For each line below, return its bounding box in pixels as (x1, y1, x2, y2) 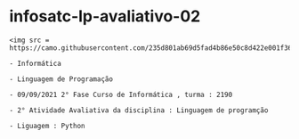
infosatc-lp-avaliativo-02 (9, 6, 201, 27)
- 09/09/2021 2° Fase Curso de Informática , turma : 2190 (9, 90, 233, 99)
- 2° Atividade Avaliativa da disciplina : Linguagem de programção (9, 105, 269, 115)
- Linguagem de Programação (9, 74, 114, 84)
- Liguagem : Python (9, 121, 86, 130)
